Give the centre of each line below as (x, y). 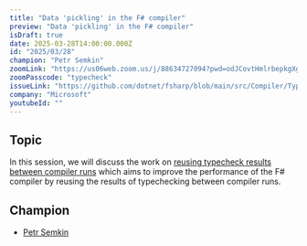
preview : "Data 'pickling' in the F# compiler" (102, 27)
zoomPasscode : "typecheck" (61, 78)
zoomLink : (28, 70)
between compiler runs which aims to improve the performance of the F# (147, 172)
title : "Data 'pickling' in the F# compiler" (97, 18)
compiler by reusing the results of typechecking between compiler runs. (145, 182)
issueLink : (30, 86)
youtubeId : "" (37, 103)
